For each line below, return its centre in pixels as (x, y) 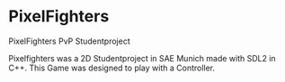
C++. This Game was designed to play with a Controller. (112, 68)
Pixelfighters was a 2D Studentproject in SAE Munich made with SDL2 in (142, 58)
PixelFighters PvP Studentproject (70, 41)
